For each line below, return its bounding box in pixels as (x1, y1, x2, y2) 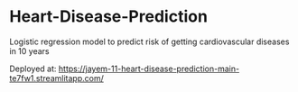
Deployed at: (9, 63, 57, 74)
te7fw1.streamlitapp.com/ (9, 72, 104, 83)
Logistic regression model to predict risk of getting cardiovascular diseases (9, 36, 290, 47)
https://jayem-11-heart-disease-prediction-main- (58, 63, 240, 74)
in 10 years (9, 45, 50, 56)
